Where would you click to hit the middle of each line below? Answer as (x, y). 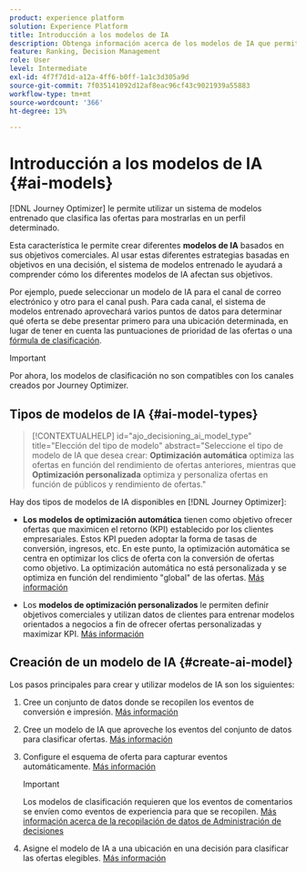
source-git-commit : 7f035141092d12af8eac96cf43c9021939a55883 (130, 86)
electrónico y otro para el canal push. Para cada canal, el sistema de (138, 302)
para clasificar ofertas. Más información (97, 739)
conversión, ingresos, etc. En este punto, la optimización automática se (156, 548)
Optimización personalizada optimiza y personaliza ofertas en (150, 475)
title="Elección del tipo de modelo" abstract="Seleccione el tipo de (158, 446)
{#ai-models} (61, 183)
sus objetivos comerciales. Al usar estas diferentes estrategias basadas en (149, 255)
